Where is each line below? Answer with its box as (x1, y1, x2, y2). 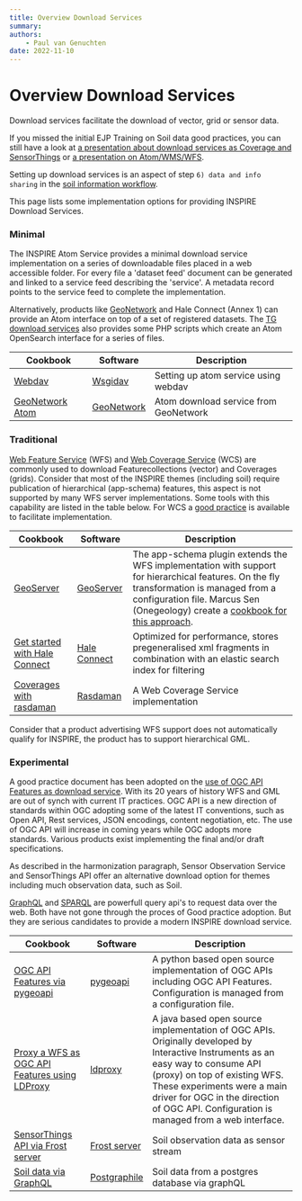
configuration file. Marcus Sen (132, 593, 261, 605)
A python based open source (152, 953, 275, 965)
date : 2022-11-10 (9, 47, 75, 56)
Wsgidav (92, 375, 129, 388)
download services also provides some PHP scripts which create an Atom (9, 323, 283, 334)
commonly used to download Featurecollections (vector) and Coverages (9, 463, 277, 474)
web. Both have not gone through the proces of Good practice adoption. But (9, 906, 292, 918)
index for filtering (132, 663, 205, 676)
